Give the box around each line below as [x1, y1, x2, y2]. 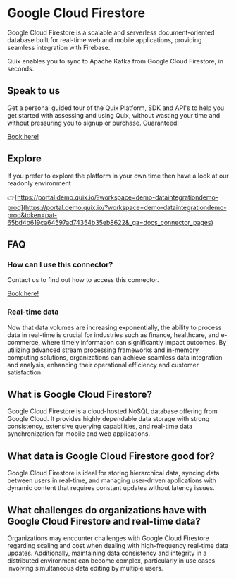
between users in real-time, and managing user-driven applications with [7, 476, 217, 484]
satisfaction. [7, 368, 44, 377]
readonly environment [7, 178, 72, 188]
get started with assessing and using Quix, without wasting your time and [7, 111, 221, 119]
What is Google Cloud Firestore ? [7, 388, 153, 400]
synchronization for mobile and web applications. [7, 429, 150, 438]
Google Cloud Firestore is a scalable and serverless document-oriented [7, 28, 215, 37]
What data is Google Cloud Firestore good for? [7, 450, 215, 462]
